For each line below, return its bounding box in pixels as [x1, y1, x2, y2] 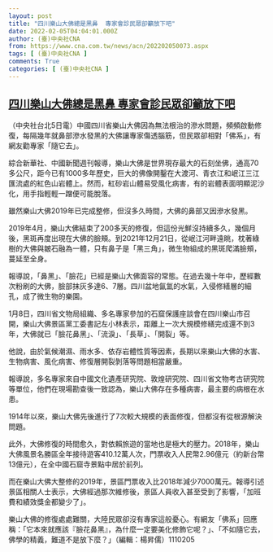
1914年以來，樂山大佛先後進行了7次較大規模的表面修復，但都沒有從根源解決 [8, 411, 262, 421]
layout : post [8, 11, 53, 20]
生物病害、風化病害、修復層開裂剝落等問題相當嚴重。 [8, 356, 187, 366]
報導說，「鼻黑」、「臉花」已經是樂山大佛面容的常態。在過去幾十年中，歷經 [8, 270, 254, 281]
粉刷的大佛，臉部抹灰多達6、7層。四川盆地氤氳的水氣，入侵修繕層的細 [15, 281, 252, 291]
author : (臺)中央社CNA [8, 34, 80, 43]
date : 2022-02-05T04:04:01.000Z [8, 27, 118, 35]
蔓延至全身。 [8, 253, 51, 263]
